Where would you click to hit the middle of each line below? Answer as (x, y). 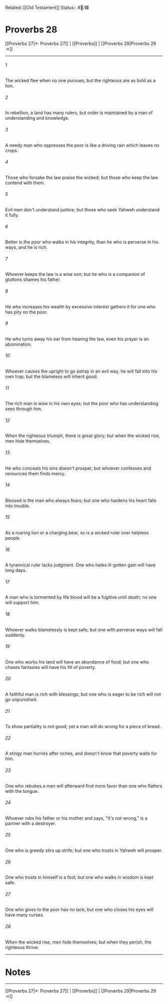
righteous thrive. (22, 947)
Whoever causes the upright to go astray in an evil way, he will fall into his (81, 371)
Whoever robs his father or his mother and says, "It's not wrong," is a (76, 818)
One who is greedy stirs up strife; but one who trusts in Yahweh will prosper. (84, 850)
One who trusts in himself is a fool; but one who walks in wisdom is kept (79, 877)
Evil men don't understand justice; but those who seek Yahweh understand (82, 209)
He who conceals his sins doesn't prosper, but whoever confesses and (78, 468)
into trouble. (17, 506)
